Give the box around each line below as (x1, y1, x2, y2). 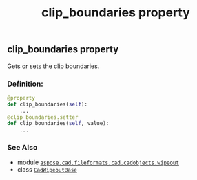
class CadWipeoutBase (17, 166, 77, 174)
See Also (7, 143, 38, 153)
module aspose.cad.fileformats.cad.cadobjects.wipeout (17, 158, 179, 166)
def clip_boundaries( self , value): (7, 120, 110, 127)
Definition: (7, 79, 43, 89)
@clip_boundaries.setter (7, 113, 79, 121)
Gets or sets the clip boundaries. (7, 62, 100, 70)
